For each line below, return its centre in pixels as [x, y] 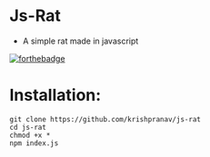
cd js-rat [28, 127]
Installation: [55, 95]
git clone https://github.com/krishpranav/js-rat [105, 119]
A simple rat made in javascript [80, 41]
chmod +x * [30, 135]
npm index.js [34, 143]
